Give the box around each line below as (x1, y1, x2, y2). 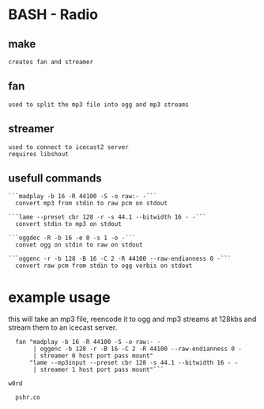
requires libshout (8, 150, 69, 158)
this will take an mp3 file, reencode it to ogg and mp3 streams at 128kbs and (8, 315, 257, 324)
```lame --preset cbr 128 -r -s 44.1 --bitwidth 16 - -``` (8, 213, 207, 221)
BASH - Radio (8, 6, 99, 24)
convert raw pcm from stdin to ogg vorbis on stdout (15, 262, 193, 270)
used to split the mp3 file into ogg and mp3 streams (8, 101, 190, 109)
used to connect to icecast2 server (8, 143, 129, 151)
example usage (8, 288, 111, 306)
